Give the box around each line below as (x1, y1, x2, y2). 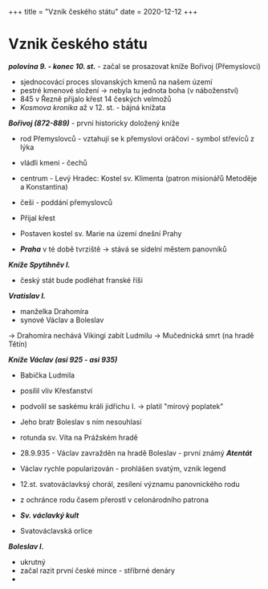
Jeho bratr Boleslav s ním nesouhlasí (19, 417, 142, 427)
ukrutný (19, 557, 46, 567)
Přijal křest (19, 213, 55, 223)
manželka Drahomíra (19, 306, 89, 316)
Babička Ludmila (19, 370, 75, 380)
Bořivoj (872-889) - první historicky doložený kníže (8, 118, 180, 128)
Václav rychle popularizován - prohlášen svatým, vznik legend (19, 464, 226, 473)
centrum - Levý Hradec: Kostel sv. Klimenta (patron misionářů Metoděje (19, 173, 258, 183)
